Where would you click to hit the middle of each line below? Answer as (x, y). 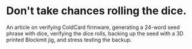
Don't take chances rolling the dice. (97, 11)
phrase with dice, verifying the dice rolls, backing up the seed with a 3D (95, 33)
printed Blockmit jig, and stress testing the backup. (69, 40)
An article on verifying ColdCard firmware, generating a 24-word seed (93, 27)
